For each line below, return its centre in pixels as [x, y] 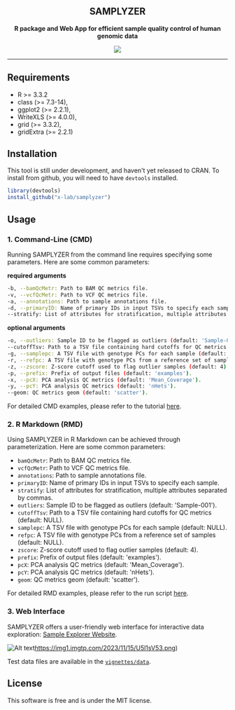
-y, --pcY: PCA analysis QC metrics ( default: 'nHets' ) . [92, 386]
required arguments [37, 275]
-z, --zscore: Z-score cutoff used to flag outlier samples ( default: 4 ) [117, 367]
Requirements [38, 77]
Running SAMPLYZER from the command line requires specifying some [110, 254]
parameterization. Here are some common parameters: [86, 447]
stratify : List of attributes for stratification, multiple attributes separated [122, 491]
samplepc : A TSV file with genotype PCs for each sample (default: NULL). [122, 528]
